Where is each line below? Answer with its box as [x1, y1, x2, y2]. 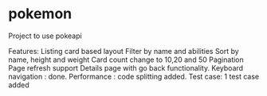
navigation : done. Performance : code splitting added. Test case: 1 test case [8, 71, 260, 81]
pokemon [8, 5, 73, 23]
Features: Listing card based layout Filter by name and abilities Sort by [8, 46, 239, 56]
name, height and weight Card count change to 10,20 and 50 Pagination [8, 55, 245, 64]
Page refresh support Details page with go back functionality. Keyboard [8, 63, 244, 72]
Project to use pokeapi [8, 31, 82, 40]
